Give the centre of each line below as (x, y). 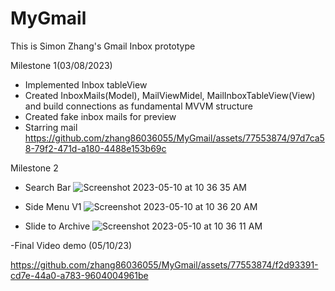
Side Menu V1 (53, 206)
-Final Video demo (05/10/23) (71, 245)
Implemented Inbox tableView (86, 84)
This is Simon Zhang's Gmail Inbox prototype (103, 46)
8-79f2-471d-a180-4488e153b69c (95, 148)
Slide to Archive (57, 226)
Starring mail (51, 127)
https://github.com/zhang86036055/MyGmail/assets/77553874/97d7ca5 (174, 138)
